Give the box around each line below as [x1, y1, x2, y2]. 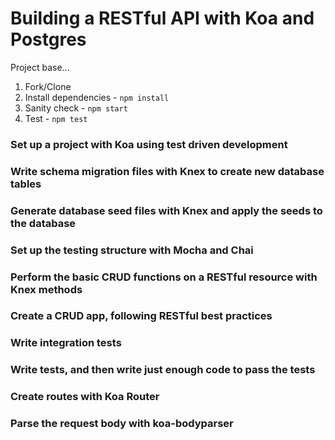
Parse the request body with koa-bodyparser [10, 417, 234, 431]
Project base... [10, 61, 70, 73]
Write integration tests [10, 336, 122, 350]
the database [10, 216, 77, 230]
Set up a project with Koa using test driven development [10, 137, 288, 151]
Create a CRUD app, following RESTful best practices [10, 309, 273, 323]
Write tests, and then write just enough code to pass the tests [10, 363, 316, 377]
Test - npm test [24, 112, 88, 124]
